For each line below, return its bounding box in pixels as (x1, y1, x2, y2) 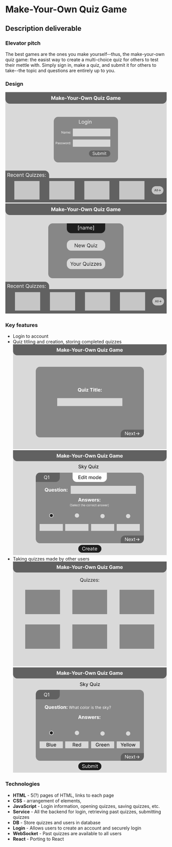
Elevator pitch (5, 40, 41, 47)
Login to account (12, 333, 49, 339)
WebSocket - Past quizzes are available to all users (12, 830, 122, 836)
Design (5, 80, 24, 87)
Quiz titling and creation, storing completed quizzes (12, 339, 122, 345)
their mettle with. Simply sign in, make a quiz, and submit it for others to (5, 62, 157, 68)
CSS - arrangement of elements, (12, 797, 82, 804)
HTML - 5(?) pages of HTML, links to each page (12, 792, 114, 798)
